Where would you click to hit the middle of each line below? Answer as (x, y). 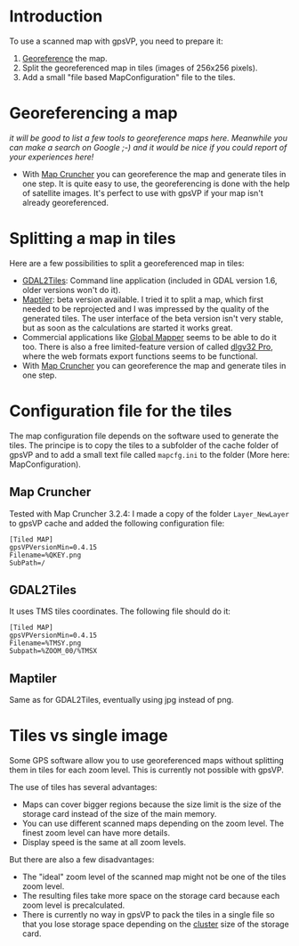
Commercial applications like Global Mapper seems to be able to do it (149, 337)
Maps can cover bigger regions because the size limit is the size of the (152, 804)
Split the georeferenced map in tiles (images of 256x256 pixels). (140, 68)
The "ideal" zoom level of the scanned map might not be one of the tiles (154, 877)
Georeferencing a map (93, 114)
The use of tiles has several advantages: (83, 787)
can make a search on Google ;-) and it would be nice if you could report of (148, 147)
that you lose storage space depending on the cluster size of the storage (155, 925)
